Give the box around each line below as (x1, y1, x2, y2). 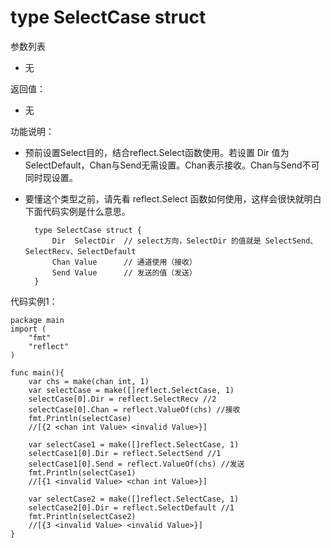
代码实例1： (10, 295, 58, 307)
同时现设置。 (24, 171, 78, 183)
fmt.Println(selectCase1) (28, 467, 137, 478)
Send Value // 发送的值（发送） (51, 267, 197, 278)
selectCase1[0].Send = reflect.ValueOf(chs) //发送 (28, 459, 245, 469)
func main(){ (10, 367, 65, 378)
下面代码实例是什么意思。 (24, 205, 131, 217)
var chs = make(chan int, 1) (28, 376, 150, 386)
